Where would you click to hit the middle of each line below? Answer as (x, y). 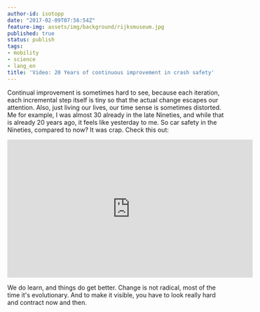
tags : (15, 46)
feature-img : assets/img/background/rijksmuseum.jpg (86, 27)
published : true (31, 33)
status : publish (31, 40)
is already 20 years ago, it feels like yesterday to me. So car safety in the (112, 122)
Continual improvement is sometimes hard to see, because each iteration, (114, 93)
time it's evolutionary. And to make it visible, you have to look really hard (111, 294)
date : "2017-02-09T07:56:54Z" (52, 20)
